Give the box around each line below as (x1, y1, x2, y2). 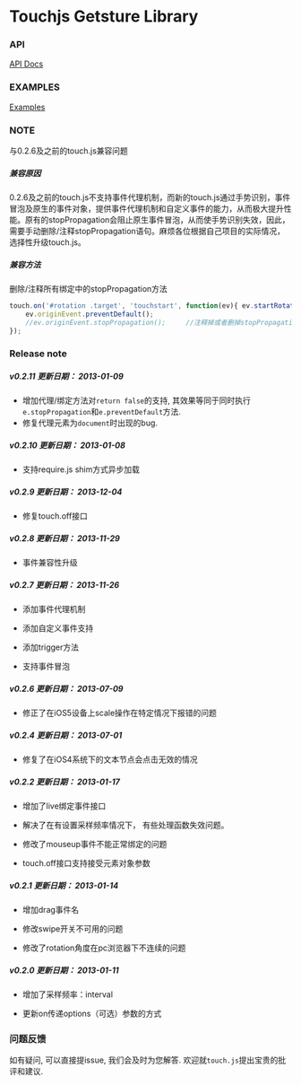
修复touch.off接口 (21, 511, 88, 521)
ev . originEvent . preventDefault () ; (25, 310, 154, 319)
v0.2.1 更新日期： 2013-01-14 (9, 879, 119, 890)
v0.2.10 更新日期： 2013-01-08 (9, 440, 125, 451)
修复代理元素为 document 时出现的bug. (21, 417, 159, 428)
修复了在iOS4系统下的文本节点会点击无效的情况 (21, 754, 198, 765)
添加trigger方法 (21, 642, 79, 652)
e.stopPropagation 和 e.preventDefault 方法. (21, 407, 182, 417)
